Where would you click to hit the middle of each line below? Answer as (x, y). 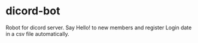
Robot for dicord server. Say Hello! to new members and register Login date (99, 27)
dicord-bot (33, 11)
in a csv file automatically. (37, 33)
